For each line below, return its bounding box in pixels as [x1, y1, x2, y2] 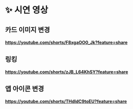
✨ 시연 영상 [5, 4, 48, 16]
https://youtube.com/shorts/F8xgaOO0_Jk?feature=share [5, 40, 128, 46]
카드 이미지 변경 [5, 26, 50, 34]
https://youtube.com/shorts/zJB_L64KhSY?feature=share [5, 69, 129, 75]
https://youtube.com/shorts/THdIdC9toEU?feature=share [5, 99, 127, 105]
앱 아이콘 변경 [5, 84, 44, 93]
